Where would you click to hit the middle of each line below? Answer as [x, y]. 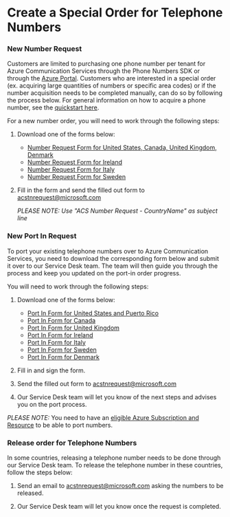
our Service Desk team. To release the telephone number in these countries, [115, 465]
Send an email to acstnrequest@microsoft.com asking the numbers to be [120, 486]
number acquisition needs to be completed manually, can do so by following [115, 93]
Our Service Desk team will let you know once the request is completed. [119, 507]
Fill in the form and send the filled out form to [81, 190]
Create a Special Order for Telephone [115, 13]
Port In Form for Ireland [60, 335]
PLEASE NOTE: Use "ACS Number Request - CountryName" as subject [117, 211]
